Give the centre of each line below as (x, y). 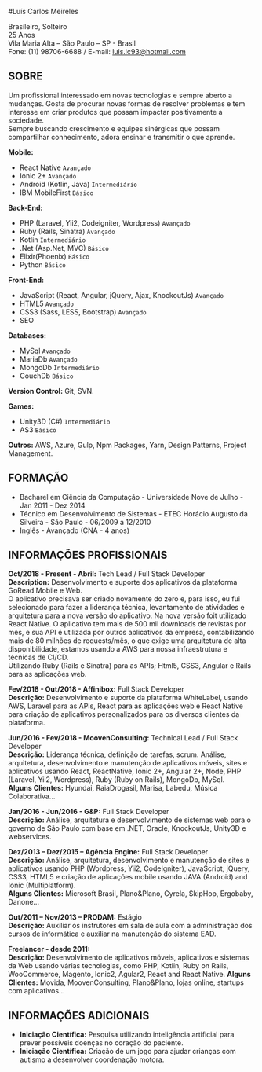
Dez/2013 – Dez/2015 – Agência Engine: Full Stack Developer (108, 852)
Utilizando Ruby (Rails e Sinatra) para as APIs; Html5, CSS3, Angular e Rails (130, 666)
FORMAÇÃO (38, 478)
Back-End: (25, 207)
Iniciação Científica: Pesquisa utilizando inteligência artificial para (127, 1035)
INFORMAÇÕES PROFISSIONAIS (88, 555)
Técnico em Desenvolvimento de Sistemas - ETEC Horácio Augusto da (134, 513)
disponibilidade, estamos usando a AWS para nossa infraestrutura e (118, 649)
